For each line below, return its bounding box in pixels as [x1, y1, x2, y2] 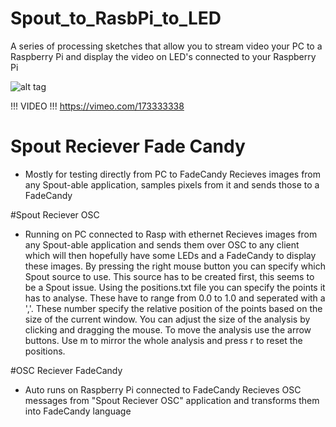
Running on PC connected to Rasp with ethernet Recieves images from [24, 228, 318, 240]
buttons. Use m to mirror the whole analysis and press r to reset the [24, 334, 303, 346]
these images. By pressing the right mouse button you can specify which [24, 260, 326, 272]
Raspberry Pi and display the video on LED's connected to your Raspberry [10, 50, 317, 62]
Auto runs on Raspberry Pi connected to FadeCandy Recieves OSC [24, 383, 302, 396]
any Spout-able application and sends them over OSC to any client [24, 238, 300, 251]
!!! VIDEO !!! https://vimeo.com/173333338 [10, 100, 185, 112]
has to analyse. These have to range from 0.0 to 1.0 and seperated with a [24, 292, 326, 304]
